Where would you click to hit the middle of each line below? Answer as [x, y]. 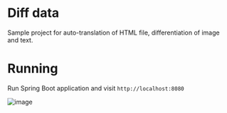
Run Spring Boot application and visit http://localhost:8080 [96, 88]
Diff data [33, 13]
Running [33, 69]
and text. [20, 40]
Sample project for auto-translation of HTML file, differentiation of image [114, 32]
